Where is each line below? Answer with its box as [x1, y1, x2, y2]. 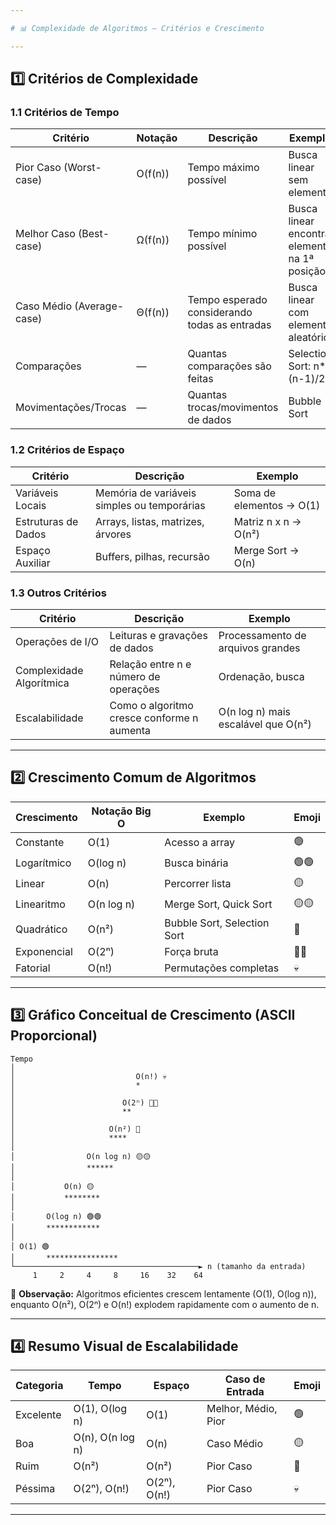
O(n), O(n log [73, 1431, 135, 1445]
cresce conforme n [109, 711, 199, 725]
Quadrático [15, 922, 68, 936]
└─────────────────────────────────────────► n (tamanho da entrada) [10, 1261, 307, 1271]
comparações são [187, 359, 272, 373]
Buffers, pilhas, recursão [94, 549, 210, 563]
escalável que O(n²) [218, 717, 312, 731]
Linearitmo [15, 897, 66, 911]
